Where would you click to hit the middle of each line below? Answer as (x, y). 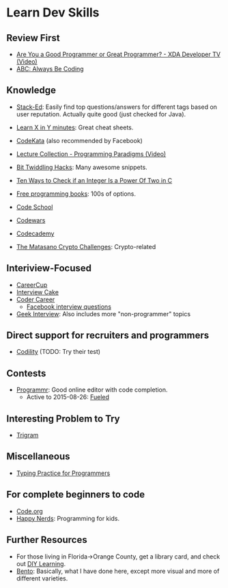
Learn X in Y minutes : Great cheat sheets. (75, 127)
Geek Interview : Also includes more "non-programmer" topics (103, 314)
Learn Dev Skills (53, 13)
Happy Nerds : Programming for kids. (68, 518)
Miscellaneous (38, 457)
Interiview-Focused (49, 268)
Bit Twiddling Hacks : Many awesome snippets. (82, 167)
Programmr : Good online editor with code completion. (92, 390)
